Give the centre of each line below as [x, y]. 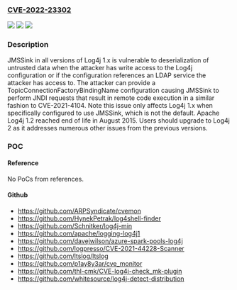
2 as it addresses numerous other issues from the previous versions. [108, 128]
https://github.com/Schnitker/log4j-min [75, 225]
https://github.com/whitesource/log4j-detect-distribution [101, 279]
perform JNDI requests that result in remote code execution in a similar [111, 98]
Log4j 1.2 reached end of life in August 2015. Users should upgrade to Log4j [119, 120]
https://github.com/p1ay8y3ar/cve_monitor [80, 263]
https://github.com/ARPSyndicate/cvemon [79, 211]
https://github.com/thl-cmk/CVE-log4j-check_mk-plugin [100, 271]
